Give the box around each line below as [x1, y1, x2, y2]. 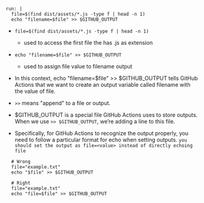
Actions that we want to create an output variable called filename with [14, 81, 191, 88]
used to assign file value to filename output [23, 63, 133, 70]
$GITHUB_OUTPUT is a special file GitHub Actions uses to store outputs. [14, 111, 198, 119]
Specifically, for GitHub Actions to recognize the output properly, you [14, 130, 189, 137]
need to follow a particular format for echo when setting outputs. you [14, 136, 188, 143]
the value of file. [14, 87, 56, 95]
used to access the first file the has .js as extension [23, 39, 153, 46]
